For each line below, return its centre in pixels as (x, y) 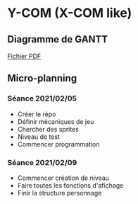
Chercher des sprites (48, 129)
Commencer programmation (58, 144)
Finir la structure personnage (59, 193)
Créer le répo (37, 114)
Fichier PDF (24, 56)
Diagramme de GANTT (58, 39)
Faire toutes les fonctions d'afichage (70, 185)
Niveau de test (38, 137)
